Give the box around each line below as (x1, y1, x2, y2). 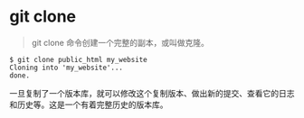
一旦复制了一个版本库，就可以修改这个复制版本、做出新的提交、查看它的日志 (9, 87, 295, 98)
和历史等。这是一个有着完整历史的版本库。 (9, 99, 168, 110)
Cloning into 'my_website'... (9, 63, 124, 72)
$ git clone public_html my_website (9, 55, 147, 64)
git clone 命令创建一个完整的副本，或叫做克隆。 (31, 37, 210, 48)
